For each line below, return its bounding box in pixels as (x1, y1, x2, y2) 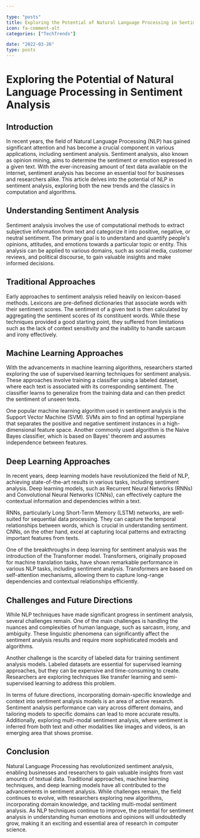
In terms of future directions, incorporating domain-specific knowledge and (6, 691, 192, 699)
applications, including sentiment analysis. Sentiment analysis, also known (6, 151, 189, 157)
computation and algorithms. (6, 189, 77, 195)
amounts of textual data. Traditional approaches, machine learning (6, 775, 169, 782)
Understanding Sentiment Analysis (6, 205, 139, 216)
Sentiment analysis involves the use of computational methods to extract (6, 222, 185, 229)
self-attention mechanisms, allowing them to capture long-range (6, 572, 164, 579)
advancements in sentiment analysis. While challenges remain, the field (6, 788, 182, 795)
